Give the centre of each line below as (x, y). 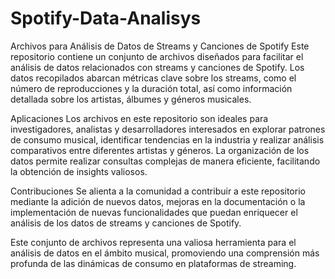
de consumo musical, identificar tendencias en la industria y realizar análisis (167, 139)
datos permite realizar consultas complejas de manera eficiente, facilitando (165, 161)
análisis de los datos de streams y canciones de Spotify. (126, 223)
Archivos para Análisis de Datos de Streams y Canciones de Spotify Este (160, 46)
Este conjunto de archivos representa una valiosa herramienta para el (153, 242)
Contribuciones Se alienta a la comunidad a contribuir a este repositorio (158, 191)
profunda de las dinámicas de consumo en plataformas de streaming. (153, 263)
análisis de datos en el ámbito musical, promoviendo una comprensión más (165, 253)
